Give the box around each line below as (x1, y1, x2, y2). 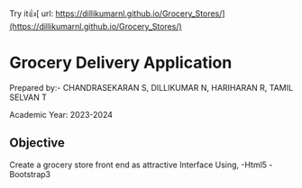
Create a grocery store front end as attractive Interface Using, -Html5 (9, 159, 268, 170)
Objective (9, 135, 66, 151)
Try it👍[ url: (9, 8, 54, 19)
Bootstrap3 (9, 168, 51, 179)
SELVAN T (9, 92, 48, 103)
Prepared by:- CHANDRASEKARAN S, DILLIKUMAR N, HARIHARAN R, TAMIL (9, 82, 294, 93)
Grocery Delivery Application (9, 53, 233, 73)
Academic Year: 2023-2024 (9, 109, 114, 120)
